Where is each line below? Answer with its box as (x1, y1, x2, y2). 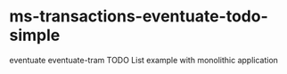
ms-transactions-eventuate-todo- (9, 6, 269, 27)
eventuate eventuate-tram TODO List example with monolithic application (9, 54, 279, 65)
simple (9, 25, 61, 45)
